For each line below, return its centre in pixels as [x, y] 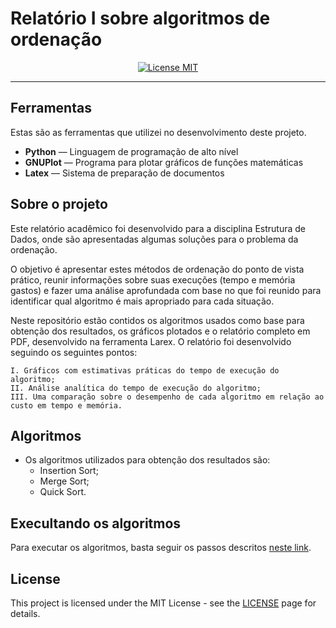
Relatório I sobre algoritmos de [140, 18]
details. [25, 613]
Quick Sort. [63, 492]
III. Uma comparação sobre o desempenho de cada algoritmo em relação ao [167, 397]
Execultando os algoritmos [96, 523]
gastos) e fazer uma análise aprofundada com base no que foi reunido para [166, 290]
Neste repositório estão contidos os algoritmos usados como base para [157, 320]
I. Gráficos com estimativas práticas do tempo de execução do [145, 370]
